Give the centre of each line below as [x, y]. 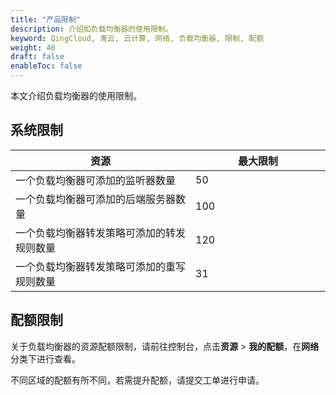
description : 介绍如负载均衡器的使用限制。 [91, 29]
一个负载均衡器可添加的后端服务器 [96, 199]
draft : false [37, 57]
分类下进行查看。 [45, 358]
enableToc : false [46, 66]
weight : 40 [33, 47]
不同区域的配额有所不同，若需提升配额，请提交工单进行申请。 [137, 380]
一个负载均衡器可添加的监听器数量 [96, 180]
